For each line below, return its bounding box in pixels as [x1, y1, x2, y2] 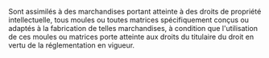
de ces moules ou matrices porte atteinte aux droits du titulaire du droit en [8, 32, 255, 41]
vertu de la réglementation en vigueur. [8, 41, 135, 50]
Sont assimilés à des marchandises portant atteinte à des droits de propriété [8, 7, 262, 16]
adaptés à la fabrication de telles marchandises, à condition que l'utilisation [8, 24, 259, 33]
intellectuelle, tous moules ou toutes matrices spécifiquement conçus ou [8, 15, 250, 25]
